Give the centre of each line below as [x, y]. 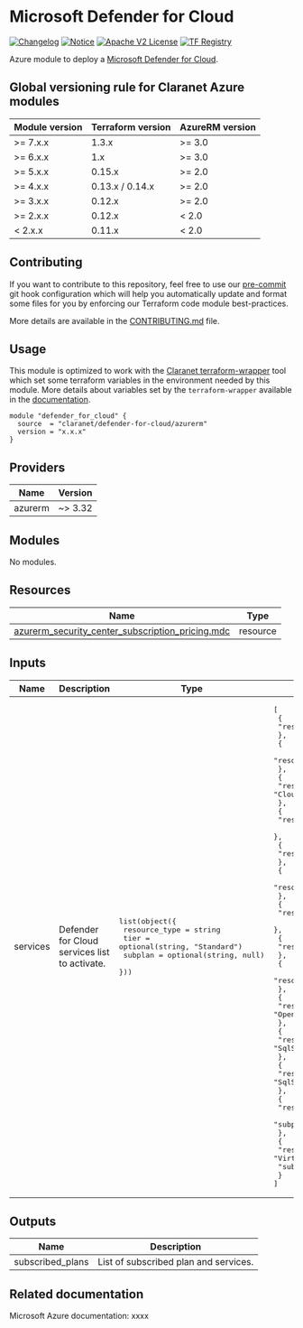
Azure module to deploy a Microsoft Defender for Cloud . [114, 59]
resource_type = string [172, 929]
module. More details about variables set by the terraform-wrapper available [151, 390]
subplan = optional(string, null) [194, 955]
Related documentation [77, 1294]
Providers [37, 467]
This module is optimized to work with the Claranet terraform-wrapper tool [148, 371]
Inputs [28, 663]
